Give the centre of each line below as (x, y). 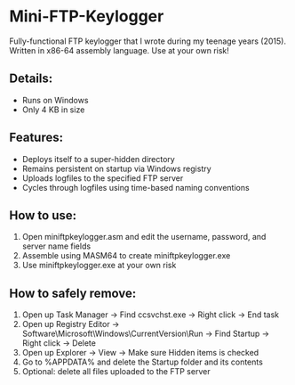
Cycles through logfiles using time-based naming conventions (136, 187)
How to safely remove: (73, 293)
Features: (36, 138)
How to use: (43, 215)
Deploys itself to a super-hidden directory (98, 159)
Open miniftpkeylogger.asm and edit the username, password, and (144, 237)
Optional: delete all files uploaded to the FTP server (116, 372)
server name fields (56, 246)
